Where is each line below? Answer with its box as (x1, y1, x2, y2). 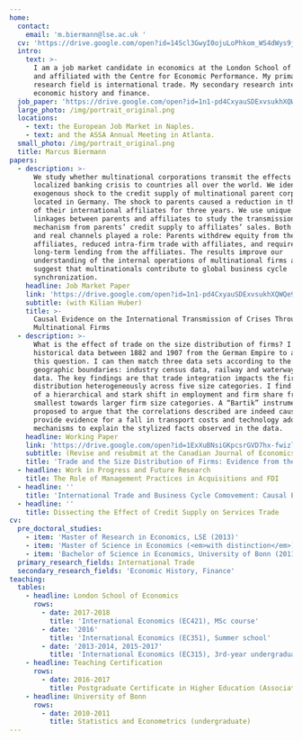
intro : (17, 47, 42, 56)
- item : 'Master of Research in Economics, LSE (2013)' (25, 533, 240, 542)
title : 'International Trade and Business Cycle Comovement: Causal (25, 490, 288, 500)
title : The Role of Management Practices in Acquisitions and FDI (25, 474, 280, 483)
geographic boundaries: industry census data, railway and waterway (32, 365, 296, 374)
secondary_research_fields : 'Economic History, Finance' (17, 566, 235, 575)
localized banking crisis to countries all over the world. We (32, 181, 276, 190)
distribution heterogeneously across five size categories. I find (32, 382, 292, 391)
